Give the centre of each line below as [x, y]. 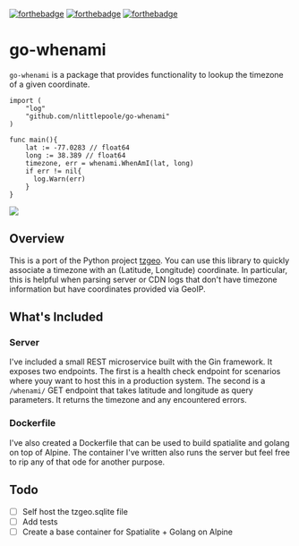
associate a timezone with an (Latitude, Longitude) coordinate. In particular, [149, 269]
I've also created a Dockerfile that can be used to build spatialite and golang [149, 442]
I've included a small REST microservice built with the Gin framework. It [141, 362]
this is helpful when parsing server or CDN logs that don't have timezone [143, 279]
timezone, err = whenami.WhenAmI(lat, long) [110, 163]
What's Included [56, 317]
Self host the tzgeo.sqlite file [75, 511]
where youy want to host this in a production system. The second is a [137, 381]
